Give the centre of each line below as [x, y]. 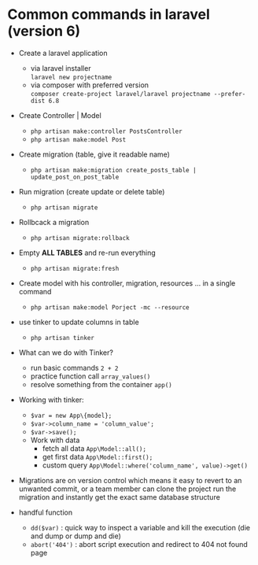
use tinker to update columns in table [79, 322]
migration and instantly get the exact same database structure [120, 497]
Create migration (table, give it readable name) [94, 154]
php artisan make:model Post [78, 139]
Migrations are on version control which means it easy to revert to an [130, 480]
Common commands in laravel [109, 15]
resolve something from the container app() [101, 384]
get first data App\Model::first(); [98, 456]
